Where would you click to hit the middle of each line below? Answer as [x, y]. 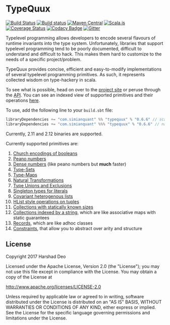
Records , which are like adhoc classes [53, 223]
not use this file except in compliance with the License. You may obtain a [81, 272]
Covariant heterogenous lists [43, 196]
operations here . [23, 100]
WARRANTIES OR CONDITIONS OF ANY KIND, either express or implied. [81, 307]
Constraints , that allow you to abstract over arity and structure [78, 228]
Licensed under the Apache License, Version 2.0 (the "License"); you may [83, 266]
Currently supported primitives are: [42, 143]
